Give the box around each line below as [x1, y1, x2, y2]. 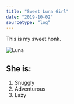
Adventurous [14, 85, 46, 92]
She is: [6, 64, 31, 74]
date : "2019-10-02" [6, 14, 54, 20]
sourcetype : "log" [6, 19, 51, 25]
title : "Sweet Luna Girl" [6, 8, 69, 15]
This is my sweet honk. [6, 36, 61, 43]
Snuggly [14, 79, 35, 86]
